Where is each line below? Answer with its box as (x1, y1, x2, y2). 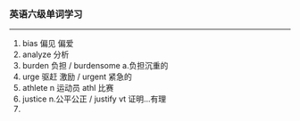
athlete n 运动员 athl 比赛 (21, 83, 114, 93)
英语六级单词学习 (9, 7, 83, 20)
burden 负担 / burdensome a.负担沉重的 (21, 60, 169, 71)
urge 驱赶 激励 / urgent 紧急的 (21, 71, 132, 82)
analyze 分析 (21, 49, 70, 60)
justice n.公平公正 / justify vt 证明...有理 (21, 93, 167, 104)
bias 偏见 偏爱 (21, 38, 74, 49)
